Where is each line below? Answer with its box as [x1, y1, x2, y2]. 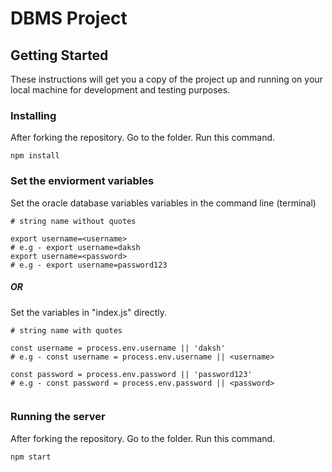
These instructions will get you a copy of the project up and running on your [10, 73, 323, 85]
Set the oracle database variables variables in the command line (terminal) [10, 197, 317, 209]
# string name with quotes [10, 325, 123, 336]
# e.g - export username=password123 [10, 260, 168, 270]
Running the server [10, 410, 106, 424]
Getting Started [10, 47, 109, 64]
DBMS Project [10, 7, 128, 30]
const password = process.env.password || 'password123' [10, 369, 253, 379]
